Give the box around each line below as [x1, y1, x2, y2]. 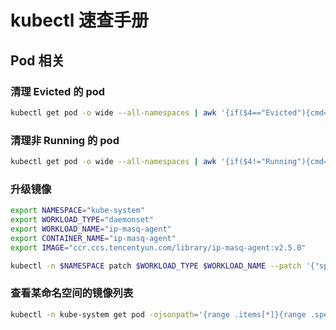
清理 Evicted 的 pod [10, 84, 106, 98]
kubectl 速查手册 [10, 9, 150, 32]
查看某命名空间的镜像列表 [10, 286, 134, 300]
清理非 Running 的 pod [10, 133, 120, 147]
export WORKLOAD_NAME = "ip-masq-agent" [10, 224, 172, 234]
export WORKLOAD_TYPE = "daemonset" [10, 215, 155, 225]
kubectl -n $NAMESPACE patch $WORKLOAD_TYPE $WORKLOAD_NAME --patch [10, 261, 302, 271]
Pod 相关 [10, 52, 65, 69]
